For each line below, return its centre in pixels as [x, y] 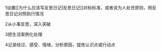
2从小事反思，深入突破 [28, 24]
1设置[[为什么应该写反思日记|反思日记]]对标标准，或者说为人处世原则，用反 [81, 8]
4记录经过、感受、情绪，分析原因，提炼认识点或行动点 [60, 45]
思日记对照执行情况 [25, 14]
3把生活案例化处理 [24, 34]
